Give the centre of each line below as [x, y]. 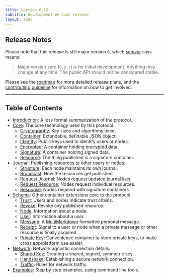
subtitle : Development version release [47, 15]
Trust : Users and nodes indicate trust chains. [66, 200]
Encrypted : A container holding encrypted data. [69, 147]
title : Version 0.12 [27, 10]
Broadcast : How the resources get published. [67, 173]
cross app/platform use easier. [52, 243]
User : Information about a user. [52, 216]
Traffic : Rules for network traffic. [54, 264]
